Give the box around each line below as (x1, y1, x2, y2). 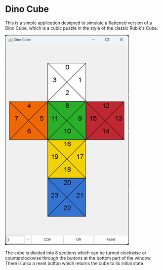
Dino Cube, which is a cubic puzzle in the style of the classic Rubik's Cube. (5, 25, 158, 31)
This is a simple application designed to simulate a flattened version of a (5, 20, 152, 26)
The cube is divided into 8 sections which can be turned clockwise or (5, 250, 147, 256)
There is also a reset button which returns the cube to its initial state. (5, 261, 145, 267)
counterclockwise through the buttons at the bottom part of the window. (5, 255, 152, 261)
